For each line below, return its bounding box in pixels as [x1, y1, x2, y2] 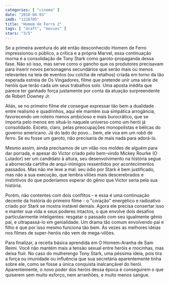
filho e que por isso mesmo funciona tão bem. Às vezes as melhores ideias [5, 224, 161, 230]
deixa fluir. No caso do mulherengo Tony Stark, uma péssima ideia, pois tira [5, 251, 162, 256]
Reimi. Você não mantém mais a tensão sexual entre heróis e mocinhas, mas [5, 245, 164, 251]
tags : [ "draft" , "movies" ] [5, 26, 67, 31]
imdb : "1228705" [5, 17, 39, 22]
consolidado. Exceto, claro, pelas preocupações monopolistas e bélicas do [5, 124, 161, 130]
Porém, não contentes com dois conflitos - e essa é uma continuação [5, 193, 150, 198]
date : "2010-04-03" [5, 12, 46, 17]
